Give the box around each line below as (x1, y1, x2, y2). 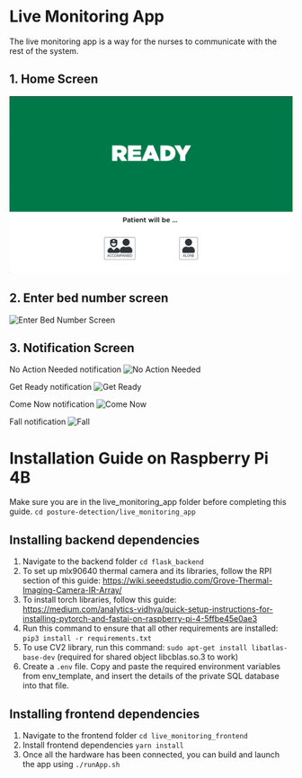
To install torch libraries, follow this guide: (22, 595, 177, 606)
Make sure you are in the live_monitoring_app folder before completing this (9, 497, 287, 508)
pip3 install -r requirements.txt (22, 634, 152, 643)
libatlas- (251, 644, 289, 653)
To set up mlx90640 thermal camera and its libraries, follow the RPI (22, 566, 272, 577)
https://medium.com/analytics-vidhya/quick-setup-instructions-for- (22, 604, 274, 614)
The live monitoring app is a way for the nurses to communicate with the (9, 36, 277, 47)
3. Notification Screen (9, 340, 135, 356)
